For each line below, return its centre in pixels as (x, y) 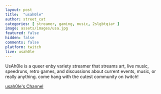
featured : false (22, 33)
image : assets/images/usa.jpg (37, 28)
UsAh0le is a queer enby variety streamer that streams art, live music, (77, 66)
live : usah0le (20, 51)
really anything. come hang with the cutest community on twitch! (72, 76)
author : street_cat (25, 19)
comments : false (22, 42)
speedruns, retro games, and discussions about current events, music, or (80, 71)
